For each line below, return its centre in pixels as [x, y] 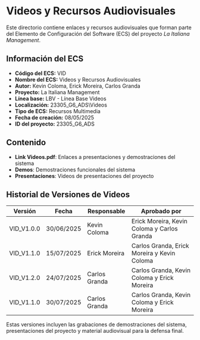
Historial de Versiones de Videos [68, 194]
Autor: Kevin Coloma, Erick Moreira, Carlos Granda [78, 86]
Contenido [26, 143]
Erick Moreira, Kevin [159, 222]
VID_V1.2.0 [25, 278]
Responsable [106, 211]
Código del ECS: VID [40, 73]
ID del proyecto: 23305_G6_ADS [55, 124]
